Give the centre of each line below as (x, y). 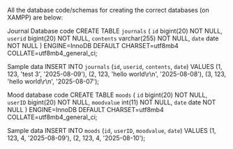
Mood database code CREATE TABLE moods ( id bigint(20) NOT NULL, (107, 95)
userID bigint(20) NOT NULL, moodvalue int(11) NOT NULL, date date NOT (112, 102)
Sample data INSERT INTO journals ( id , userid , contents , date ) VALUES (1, (115, 66)
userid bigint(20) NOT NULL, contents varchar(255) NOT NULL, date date (113, 38)
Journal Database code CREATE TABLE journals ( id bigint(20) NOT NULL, (115, 31)
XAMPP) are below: (35, 17)
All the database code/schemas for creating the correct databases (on (108, 10)
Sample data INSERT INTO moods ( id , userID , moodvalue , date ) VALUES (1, (112, 131)
